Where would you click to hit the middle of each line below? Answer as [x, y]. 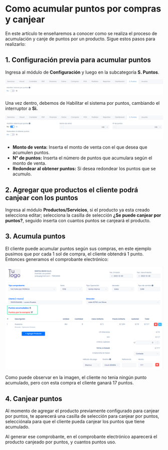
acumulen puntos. [31, 153]
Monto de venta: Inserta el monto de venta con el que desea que [80, 147]
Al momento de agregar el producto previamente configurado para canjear [82, 411]
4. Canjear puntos [34, 399]
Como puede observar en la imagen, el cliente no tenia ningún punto [76, 377]
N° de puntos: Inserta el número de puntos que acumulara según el [82, 158]
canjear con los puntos [42, 198]
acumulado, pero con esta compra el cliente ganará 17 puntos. [69, 383]
